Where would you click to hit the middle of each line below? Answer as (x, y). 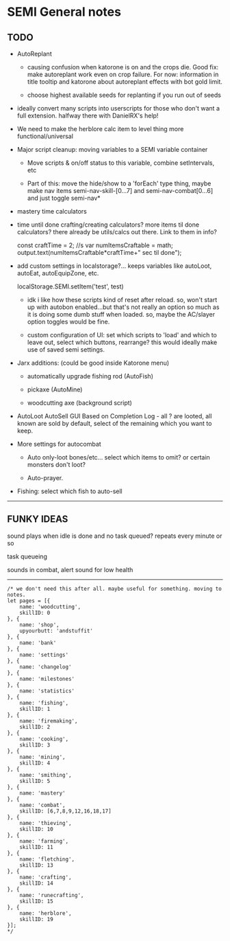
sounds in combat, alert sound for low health (70, 569)
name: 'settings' (44, 655)
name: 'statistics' (47, 691)
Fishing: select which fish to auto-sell (70, 491)
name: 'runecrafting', (52, 895)
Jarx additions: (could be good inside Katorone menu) (93, 363)
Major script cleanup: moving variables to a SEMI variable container (112, 149)
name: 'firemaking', (49, 721)
